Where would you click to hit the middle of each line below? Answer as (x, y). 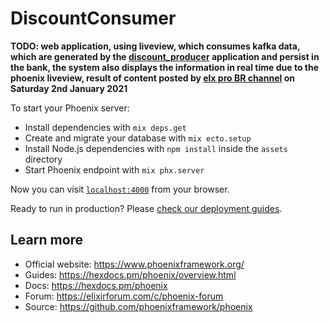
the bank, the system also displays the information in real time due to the (165, 67)
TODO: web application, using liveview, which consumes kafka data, (155, 46)
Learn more (47, 240)
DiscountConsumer (93, 18)
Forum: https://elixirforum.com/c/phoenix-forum (124, 296)
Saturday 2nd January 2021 (69, 88)
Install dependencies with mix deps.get (105, 127)
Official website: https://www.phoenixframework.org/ (134, 264)
